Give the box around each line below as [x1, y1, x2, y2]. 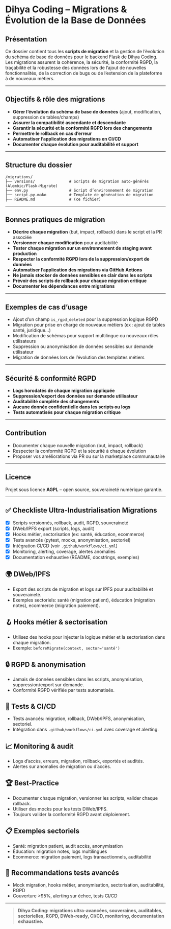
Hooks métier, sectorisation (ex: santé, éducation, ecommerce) [12, 531, 145, 537]
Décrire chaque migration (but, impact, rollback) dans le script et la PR [12, 229, 162, 235]
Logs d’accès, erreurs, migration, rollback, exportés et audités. [12, 758, 144, 764]
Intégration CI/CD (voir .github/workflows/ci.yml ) [12, 543, 118, 549]
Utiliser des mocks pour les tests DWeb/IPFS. [12, 806, 108, 812]
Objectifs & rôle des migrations [5, 95, 105, 104]
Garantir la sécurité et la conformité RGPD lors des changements [12, 125, 153, 131]
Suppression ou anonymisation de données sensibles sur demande [12, 343, 154, 350]
